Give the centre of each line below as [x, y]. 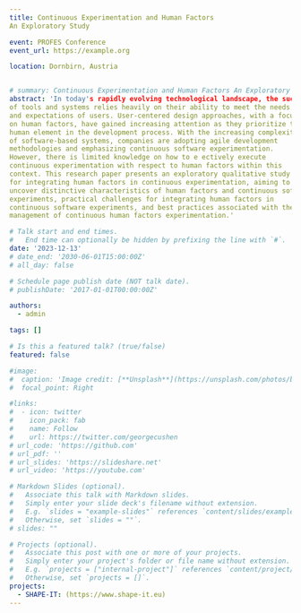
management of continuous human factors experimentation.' [122, 216]
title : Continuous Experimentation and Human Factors [112, 17]
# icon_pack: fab [48, 421]
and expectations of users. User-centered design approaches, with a [142, 116]
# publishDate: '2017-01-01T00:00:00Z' [84, 289]
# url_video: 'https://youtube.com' [77, 471]
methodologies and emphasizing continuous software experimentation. [142, 149]
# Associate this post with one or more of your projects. [126, 553]
